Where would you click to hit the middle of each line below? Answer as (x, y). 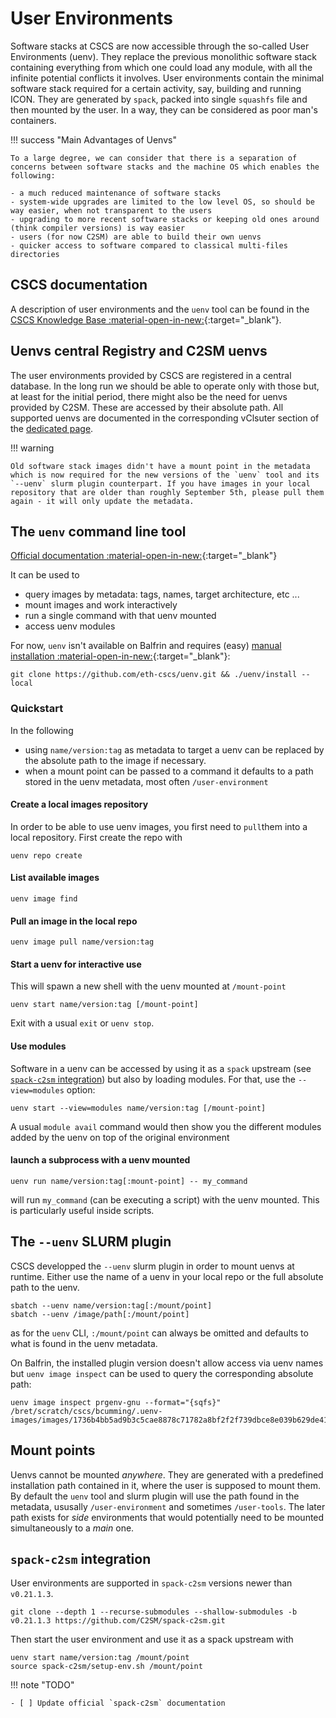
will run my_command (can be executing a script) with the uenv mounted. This (165, 1199)
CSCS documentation (79, 285)
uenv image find (44, 899)
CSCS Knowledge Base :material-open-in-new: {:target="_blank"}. (146, 319)
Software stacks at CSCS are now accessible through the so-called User (160, 46)
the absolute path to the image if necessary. (115, 760)
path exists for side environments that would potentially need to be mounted (167, 1517)
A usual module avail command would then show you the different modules (166, 1126)
